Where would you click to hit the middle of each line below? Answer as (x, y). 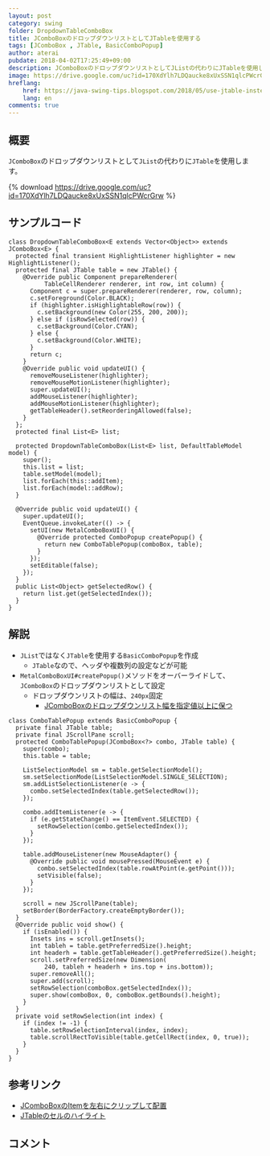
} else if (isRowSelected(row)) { (88, 319)
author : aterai (34, 53)
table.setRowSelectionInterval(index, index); (109, 1030)
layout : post (30, 16)
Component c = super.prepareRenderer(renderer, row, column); (136, 291)
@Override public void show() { (70, 924)
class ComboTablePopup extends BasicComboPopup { (93, 720)
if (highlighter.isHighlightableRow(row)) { (105, 305)
